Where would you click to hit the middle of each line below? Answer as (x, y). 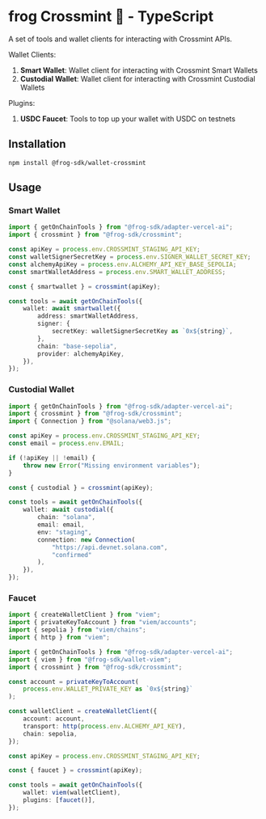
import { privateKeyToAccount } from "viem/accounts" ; (103, 623)
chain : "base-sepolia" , (77, 346)
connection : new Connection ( (87, 540)
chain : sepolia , (51, 734)
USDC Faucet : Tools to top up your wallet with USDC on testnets (128, 118)
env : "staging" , (65, 532)
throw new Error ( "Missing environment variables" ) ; (112, 465)
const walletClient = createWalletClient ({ (83, 711)
